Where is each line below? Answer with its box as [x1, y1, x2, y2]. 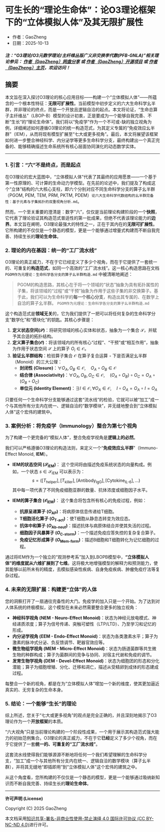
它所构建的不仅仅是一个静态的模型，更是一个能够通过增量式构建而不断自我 [5, 227, 156, 233]
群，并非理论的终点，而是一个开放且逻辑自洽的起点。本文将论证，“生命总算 [5, 107, 158, 113]
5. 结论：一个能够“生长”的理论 [5, 700, 77, 707]
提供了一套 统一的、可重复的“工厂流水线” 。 [13, 741, 101, 747]
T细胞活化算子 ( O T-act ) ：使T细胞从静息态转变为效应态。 [19, 516, 133, 523]
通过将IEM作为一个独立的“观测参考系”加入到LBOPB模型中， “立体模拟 [5, 554, 145, 560]
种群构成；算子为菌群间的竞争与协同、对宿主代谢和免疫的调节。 [25, 652, 155, 657]
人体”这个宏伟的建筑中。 [5, 409, 55, 415]
